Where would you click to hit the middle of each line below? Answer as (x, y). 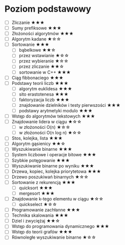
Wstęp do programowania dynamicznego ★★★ (60, 226)
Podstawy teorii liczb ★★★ (40, 83)
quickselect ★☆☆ (38, 204)
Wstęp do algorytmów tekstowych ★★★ (53, 116)
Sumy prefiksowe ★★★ (36, 28)
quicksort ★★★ (36, 188)
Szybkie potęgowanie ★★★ (41, 160)
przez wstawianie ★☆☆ (44, 56)
